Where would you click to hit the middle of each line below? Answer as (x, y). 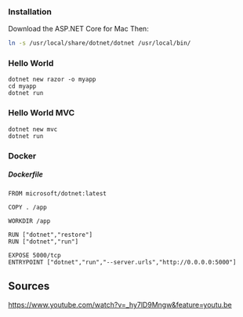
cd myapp (22, 86)
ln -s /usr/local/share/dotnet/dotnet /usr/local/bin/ (100, 43)
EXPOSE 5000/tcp (34, 255)
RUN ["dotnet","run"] (44, 242)
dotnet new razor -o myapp (52, 80)
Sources (29, 286)
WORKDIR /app (29, 221)
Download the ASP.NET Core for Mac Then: (78, 29)
